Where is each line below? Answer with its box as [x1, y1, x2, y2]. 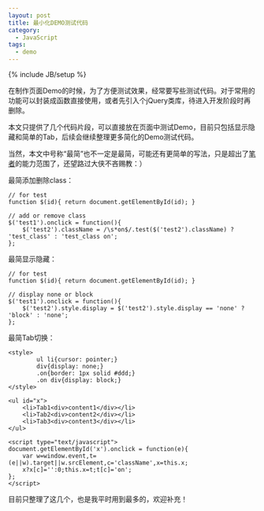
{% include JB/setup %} [8, 70, 87, 79]
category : [8, 26, 41, 34]
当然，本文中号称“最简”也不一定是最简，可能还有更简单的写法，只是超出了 [8, 149, 250, 158]
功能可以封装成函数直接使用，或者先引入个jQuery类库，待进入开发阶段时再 [8, 96, 251, 105]
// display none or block [8, 291, 93, 298]
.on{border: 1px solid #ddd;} [36, 369, 136, 377]
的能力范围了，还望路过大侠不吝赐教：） [15, 159, 147, 168]
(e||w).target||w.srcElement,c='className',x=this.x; [8, 459, 189, 467]
